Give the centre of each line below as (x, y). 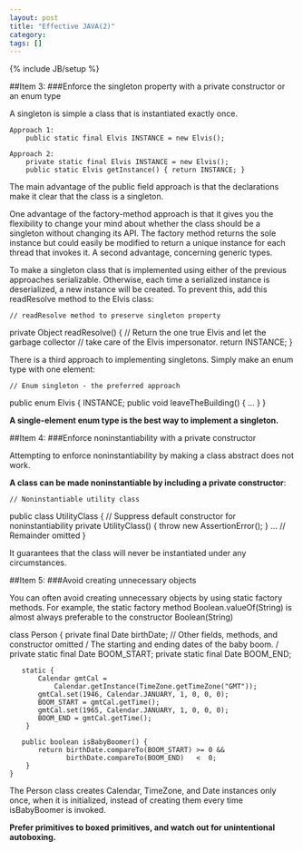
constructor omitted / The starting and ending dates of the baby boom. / (144, 644)
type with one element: (52, 369)
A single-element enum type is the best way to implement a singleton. (144, 421)
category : (28, 34)
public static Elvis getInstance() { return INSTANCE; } (136, 170)
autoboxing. (33, 837)
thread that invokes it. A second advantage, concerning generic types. (141, 253)
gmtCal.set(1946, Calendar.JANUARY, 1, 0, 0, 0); (133, 695)
